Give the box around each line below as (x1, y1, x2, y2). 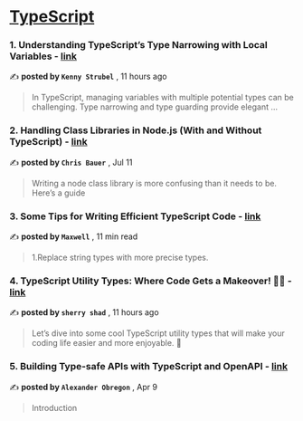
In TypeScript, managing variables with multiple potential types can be (31, 92, 294, 103)
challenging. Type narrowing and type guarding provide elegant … (31, 101, 279, 112)
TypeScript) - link (9, 136, 88, 148)
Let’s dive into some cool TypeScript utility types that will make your (31, 328, 285, 339)
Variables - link (9, 50, 78, 62)
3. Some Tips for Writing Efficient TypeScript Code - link (9, 210, 261, 223)
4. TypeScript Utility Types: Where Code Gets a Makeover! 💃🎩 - (9, 274, 292, 287)
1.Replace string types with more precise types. (31, 252, 209, 263)
